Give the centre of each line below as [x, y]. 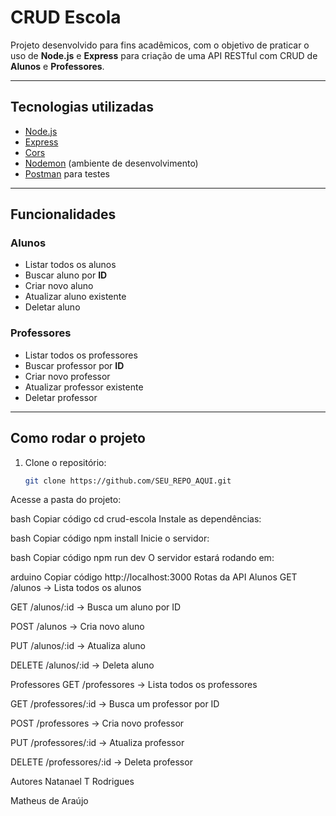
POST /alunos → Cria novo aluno [77, 627]
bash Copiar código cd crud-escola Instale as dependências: [136, 519]
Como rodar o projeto [78, 438]
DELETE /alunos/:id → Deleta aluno [82, 665]
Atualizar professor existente [84, 387]
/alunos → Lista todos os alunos [76, 588]
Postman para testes [67, 173]
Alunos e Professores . [57, 66]
